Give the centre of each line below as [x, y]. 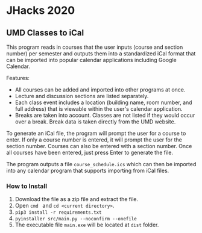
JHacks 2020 [41, 11]
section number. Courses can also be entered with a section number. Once [99, 146]
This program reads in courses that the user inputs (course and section [95, 47]
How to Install [27, 186]
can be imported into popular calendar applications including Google [91, 60]
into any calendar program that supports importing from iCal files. [88, 170]
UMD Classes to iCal [45, 33]
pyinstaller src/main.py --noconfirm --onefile [76, 219]
